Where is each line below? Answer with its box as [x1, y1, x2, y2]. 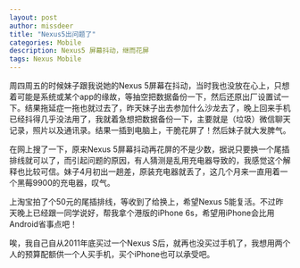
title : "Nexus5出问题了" [9, 29, 96, 38]
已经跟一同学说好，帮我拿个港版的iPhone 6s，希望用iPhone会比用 [32, 207, 275, 218]
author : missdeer [9, 21, 74, 30]
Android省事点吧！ [9, 219, 78, 229]
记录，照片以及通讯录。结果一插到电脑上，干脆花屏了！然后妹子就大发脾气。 [9, 125, 291, 135]
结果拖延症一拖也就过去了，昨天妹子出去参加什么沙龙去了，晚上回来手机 [24, 103, 291, 113]
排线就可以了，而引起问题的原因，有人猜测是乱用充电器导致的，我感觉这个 [9, 155, 283, 165]
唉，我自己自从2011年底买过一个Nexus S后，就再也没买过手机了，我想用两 [9, 238, 283, 248]
